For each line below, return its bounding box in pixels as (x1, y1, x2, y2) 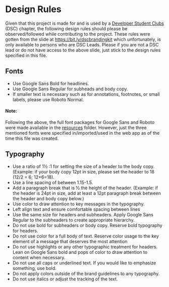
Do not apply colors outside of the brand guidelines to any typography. (12, 270, 160, 276)
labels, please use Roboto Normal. (12, 96, 84, 102)
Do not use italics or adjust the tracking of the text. (12, 276, 118, 282)
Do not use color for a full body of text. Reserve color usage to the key (12, 233, 159, 239)
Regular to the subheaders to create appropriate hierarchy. (12, 217, 135, 223)
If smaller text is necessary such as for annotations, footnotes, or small (12, 91, 160, 97)
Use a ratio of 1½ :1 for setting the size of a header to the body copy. (12, 163, 155, 169)
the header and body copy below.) (12, 195, 84, 201)
